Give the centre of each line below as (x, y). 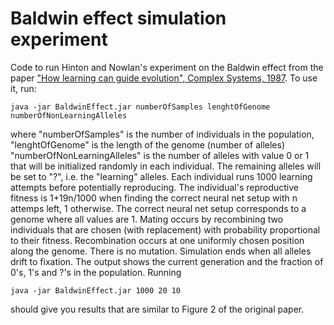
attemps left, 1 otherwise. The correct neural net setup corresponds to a (158, 208)
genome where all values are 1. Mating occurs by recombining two (147, 219)
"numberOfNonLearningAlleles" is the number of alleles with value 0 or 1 (160, 155)
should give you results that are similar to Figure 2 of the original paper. (157, 309)
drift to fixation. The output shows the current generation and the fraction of (167, 261)
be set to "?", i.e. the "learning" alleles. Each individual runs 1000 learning (161, 176)
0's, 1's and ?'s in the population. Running (96, 272)
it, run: (23, 88)
